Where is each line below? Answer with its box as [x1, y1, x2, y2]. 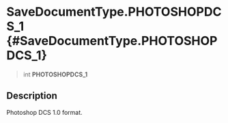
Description [6, 90, 57, 102]
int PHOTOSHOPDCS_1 [23, 70, 88, 79]
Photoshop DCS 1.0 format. [6, 108, 83, 116]
